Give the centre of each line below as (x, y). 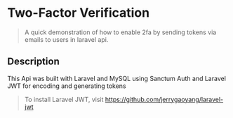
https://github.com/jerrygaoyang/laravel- (164, 99)
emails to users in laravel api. (66, 39)
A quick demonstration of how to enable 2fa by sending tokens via (120, 32)
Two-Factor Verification (78, 13)
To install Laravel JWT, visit (64, 99)
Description (33, 62)
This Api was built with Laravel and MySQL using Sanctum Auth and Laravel (117, 78)
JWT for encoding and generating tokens (67, 86)
